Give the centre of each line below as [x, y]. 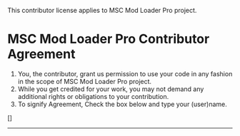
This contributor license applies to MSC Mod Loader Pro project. [102, 10]
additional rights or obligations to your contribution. [93, 96]
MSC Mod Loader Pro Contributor [109, 39]
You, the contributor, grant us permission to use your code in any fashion [125, 73]
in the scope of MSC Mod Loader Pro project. [85, 81]
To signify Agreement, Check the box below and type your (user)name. [122, 104]
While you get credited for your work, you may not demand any [111, 89]
